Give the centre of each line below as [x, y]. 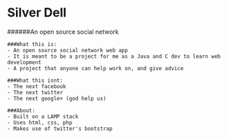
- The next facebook [37, 86]
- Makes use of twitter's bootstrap [60, 129]
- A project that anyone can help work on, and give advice [96, 68]
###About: [21, 110]
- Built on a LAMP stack [43, 116]
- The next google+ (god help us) [57, 98]
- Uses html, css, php [40, 122]
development [24, 62]
